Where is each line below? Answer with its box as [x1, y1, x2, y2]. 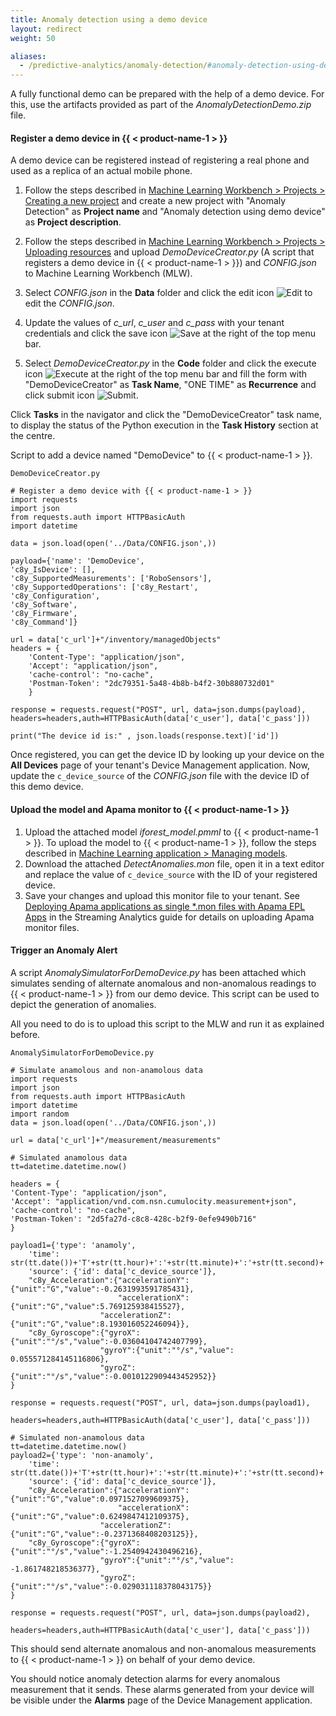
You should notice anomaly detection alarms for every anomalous [10, 1672, 281, 1685]
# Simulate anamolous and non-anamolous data [10, 1065, 203, 1075]
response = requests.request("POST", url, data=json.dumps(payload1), [10, 1397, 311, 1408]
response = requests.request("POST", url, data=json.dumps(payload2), [10, 1607, 311, 1618]
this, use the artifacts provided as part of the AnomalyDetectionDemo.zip [10, 99, 312, 111]
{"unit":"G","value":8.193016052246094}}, [10, 1319, 190, 1329]
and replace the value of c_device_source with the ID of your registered [24, 868, 318, 880]
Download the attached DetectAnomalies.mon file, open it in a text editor [24, 857, 325, 870]
